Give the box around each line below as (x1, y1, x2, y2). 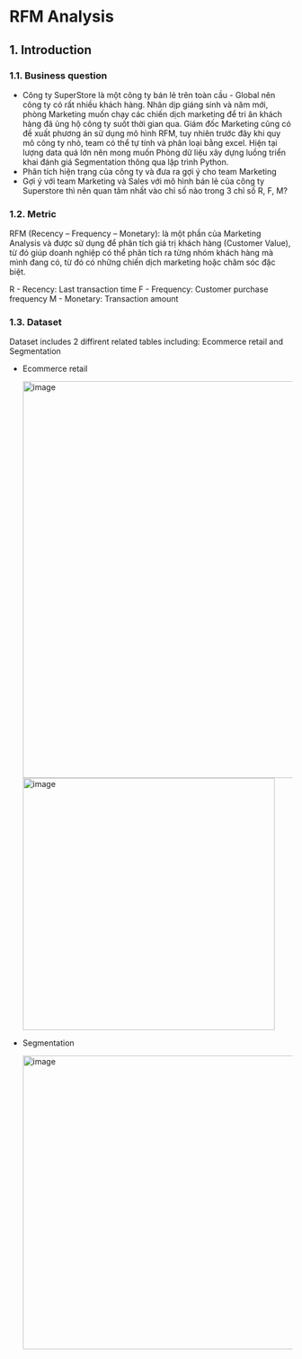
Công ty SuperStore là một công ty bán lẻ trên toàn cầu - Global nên (22, 89, 276, 100)
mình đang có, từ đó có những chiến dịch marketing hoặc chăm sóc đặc (9, 257, 276, 267)
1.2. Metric (9, 207, 57, 220)
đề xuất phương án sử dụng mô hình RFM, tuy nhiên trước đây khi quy (22, 128, 281, 139)
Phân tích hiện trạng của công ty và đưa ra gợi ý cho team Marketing (22, 166, 277, 177)
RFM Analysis (9, 6, 114, 27)
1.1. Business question (9, 69, 108, 82)
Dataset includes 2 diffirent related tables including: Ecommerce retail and (9, 336, 283, 348)
